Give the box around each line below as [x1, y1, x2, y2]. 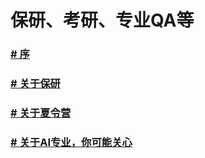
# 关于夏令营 [10, 106, 72, 120]
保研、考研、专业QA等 [10, 9, 195, 32]
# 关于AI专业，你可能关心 [10, 135, 133, 149]
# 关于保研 [10, 77, 61, 91]
